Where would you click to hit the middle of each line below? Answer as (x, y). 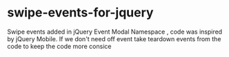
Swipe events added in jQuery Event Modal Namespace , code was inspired (115, 32)
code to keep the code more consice (59, 46)
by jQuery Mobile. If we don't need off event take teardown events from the (114, 38)
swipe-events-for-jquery (80, 13)
